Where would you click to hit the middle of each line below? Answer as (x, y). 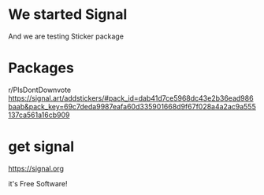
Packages (41, 68)
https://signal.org (36, 168)
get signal (41, 147)
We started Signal (68, 15)
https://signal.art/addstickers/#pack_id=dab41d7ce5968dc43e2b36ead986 (131, 98)
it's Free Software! (38, 183)
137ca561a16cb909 (39, 115)
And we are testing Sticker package (66, 36)
